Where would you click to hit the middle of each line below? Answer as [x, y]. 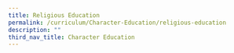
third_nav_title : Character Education [71, 37]
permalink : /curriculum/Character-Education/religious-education [117, 23]
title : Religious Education [54, 15]
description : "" [35, 30]
